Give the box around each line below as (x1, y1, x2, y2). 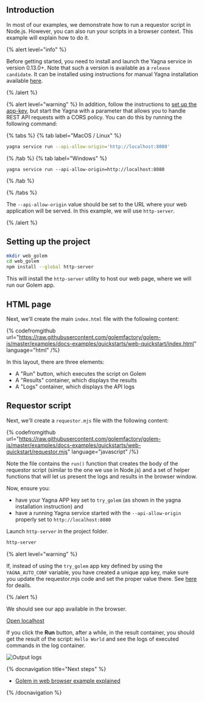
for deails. (6, 581, 32, 589)
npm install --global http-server (6, 264, 94, 270)
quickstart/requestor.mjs (6, 448, 68, 455)
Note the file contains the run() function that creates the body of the (6, 460, 178, 467)
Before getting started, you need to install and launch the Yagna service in (6, 57, 192, 65)
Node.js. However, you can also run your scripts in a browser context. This (6, 27, 194, 35)
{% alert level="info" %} (6, 46, 67, 53)
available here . (6, 77, 43, 84)
